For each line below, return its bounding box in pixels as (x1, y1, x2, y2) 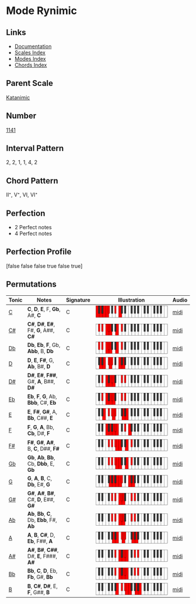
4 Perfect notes (14, 230, 52, 237)
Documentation (14, 43, 52, 50)
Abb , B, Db (27, 348, 54, 355)
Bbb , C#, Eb (27, 399, 57, 406)
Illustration (118, 296, 145, 303)
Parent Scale (6, 78, 54, 88)
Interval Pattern (6, 143, 64, 153)
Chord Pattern (6, 175, 58, 185)
